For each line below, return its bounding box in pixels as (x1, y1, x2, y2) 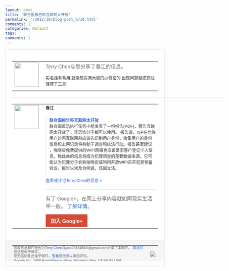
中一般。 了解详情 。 (45, 203, 93, 209)
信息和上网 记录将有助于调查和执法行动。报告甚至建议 (49, 142, 153, 147)
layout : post (5, 7, 33, 13)
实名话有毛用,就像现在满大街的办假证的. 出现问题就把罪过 (45, 75, 155, 81)
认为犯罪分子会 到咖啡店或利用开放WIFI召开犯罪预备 (53, 159, 153, 165)
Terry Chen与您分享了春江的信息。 (45, 64, 126, 70)
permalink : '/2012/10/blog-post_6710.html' (5, 17, 99, 22)
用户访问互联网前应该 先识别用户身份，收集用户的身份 (49, 136, 153, 141)
